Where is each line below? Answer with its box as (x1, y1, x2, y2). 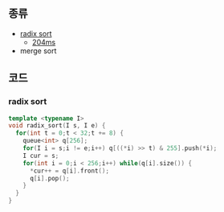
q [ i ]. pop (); (29, 174, 70, 182)
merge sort (19, 46, 57, 56)
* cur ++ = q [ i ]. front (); (29, 167, 110, 175)
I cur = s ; (22, 152, 59, 160)
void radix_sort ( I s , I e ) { (8, 122, 106, 130)
